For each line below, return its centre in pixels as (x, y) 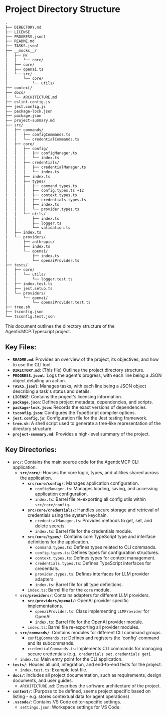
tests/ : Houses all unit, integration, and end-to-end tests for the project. (87, 664)
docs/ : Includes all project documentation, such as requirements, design (87, 675)
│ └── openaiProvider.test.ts (48, 303)
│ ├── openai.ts (24, 69)
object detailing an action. (39, 380)
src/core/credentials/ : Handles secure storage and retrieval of (93, 510)
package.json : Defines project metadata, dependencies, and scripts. (83, 402)
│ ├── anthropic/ (30, 242)
